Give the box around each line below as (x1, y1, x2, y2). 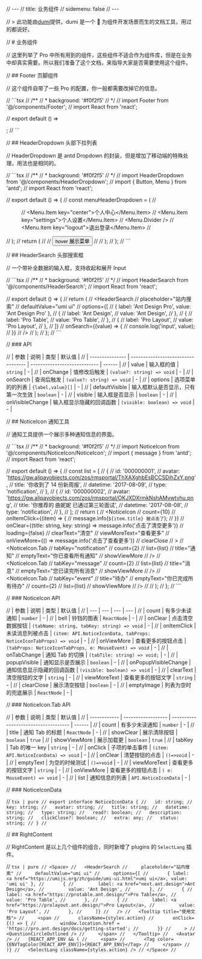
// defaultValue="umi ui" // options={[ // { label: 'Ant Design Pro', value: (15, 303, 191, 310)
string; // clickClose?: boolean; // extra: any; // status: (6, 815, 180, 821)
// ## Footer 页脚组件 (6, 72, 59, 79)
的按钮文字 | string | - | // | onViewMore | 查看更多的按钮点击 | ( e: (6, 767, 173, 773)
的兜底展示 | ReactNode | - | (6, 689, 72, 696)
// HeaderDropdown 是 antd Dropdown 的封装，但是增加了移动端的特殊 (6, 152, 183, 159)
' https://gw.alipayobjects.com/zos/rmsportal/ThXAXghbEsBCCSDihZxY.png (6, 474, 195, 481)
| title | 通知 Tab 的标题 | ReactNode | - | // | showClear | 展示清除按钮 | (6, 728, 178, 736)
